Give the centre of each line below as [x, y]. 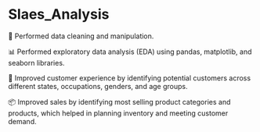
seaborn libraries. [36, 62]
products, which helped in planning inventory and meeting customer [118, 113]
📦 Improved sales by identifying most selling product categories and [119, 102]
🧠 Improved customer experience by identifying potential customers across [130, 78]
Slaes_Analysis [59, 14]
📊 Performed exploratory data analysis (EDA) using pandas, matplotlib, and [130, 52]
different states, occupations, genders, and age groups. [98, 86]
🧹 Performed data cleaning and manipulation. [81, 36]
